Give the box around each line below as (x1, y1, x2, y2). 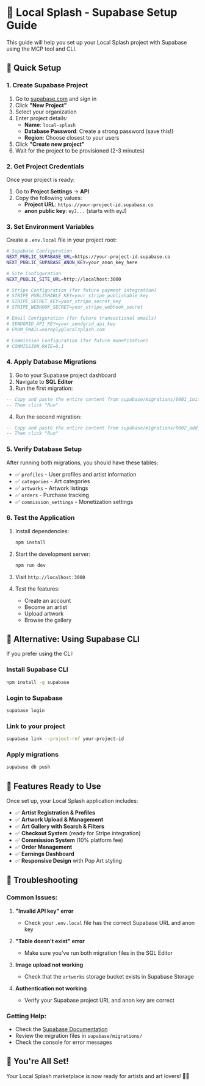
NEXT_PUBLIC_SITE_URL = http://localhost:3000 (6, 276, 121, 282)
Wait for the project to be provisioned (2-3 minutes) (15, 146, 145, 154)
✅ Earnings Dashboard (15, 850, 74, 857)
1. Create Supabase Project (6, 81, 88, 90)
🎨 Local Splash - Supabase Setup (6, 5, 178, 20)
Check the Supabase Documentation (15, 1025, 108, 1033)
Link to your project (6, 722, 65, 730)
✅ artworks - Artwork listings (15, 484, 88, 492)
